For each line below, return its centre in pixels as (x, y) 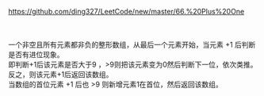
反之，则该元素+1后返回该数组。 (61, 74)
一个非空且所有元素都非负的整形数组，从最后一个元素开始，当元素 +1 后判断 (132, 44)
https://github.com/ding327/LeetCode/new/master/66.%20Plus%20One (126, 12)
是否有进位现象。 (36, 54)
